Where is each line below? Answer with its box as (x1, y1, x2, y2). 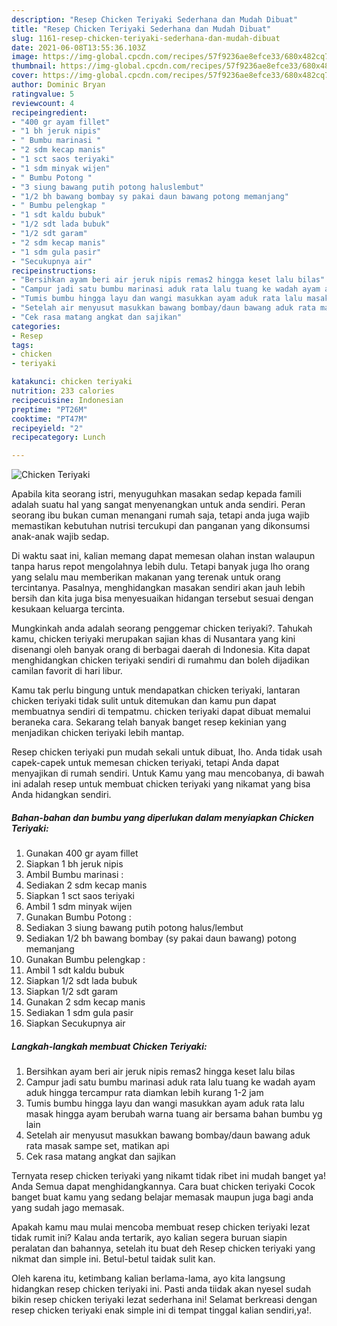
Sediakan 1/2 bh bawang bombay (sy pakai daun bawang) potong (25, 932, 297, 945)
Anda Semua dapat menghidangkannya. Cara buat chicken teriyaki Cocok (11, 1181, 316, 1193)
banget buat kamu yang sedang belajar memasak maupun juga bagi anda (11, 1191, 314, 1203)
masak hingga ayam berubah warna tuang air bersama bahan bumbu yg (25, 1108, 323, 1120)
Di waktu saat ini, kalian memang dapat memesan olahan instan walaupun (11, 550, 316, 562)
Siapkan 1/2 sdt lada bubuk (25, 975, 138, 987)
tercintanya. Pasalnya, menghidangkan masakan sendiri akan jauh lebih (11, 582, 306, 594)
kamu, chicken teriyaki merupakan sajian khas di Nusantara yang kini (11, 633, 296, 645)
